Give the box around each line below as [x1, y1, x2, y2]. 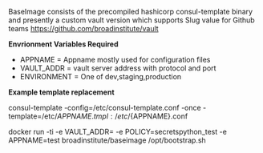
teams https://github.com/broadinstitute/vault [8, 24, 159, 33]
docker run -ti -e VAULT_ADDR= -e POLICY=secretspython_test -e [8, 127, 227, 136]
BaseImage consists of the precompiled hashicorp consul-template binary [8, 7, 253, 16]
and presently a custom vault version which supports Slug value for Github [8, 15, 255, 25]
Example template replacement [8, 87, 115, 97]
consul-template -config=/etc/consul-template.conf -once [8, 103, 202, 112]
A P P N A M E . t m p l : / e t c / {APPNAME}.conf [57, 111, 188, 121]
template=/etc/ [8, 111, 58, 121]
